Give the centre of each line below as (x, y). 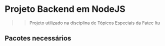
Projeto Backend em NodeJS (65, 9)
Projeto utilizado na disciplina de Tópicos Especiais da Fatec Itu (95, 23)
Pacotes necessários (38, 38)
